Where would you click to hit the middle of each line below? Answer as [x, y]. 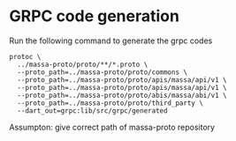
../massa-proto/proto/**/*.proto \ [83, 64]
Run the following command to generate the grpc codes [111, 41]
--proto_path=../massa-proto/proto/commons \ [103, 72]
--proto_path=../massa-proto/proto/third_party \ [110, 103]
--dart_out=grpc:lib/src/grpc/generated [92, 111]
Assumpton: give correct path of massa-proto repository [112, 127]
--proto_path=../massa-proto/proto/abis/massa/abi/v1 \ [122, 95]
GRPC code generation [94, 16]
